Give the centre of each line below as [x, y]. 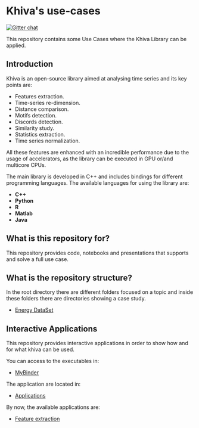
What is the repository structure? [69, 277]
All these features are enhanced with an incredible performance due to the [98, 152]
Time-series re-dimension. [47, 103]
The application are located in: [43, 384]
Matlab [24, 213]
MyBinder [27, 373]
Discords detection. [39, 122]
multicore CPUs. [26, 165]
